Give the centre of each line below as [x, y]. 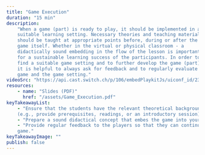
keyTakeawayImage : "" [34, 137]
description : [23, 23]
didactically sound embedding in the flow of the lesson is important [109, 52]
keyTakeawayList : [28, 103]
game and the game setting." [54, 74]
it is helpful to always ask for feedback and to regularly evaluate [108, 69]
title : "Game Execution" [38, 12]
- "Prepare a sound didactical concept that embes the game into [102, 120]
